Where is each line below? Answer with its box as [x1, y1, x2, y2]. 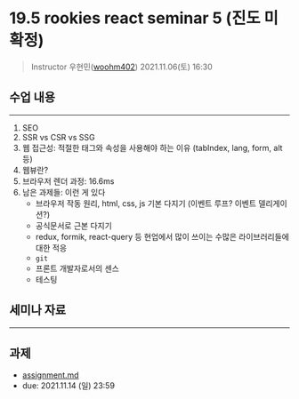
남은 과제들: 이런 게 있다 [21, 187, 106, 197]
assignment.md [21, 370, 79, 380]
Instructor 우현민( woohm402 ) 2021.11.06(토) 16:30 [30, 61, 214, 72]
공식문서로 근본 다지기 [35, 219, 113, 231]
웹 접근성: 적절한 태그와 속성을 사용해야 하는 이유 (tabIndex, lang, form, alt [21, 142, 283, 153]
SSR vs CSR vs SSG [21, 132, 95, 142]
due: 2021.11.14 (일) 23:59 [21, 380, 116, 391]
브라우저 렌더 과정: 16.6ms [21, 175, 115, 187]
